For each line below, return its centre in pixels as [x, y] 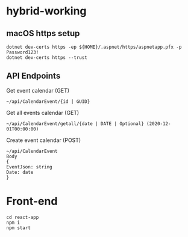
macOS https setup [43, 33]
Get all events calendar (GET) [43, 112]
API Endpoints [33, 76]
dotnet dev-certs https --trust [47, 58]
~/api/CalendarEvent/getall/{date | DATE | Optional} [75, 124]
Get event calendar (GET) [38, 90]
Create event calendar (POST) [44, 140]
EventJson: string [29, 167]
